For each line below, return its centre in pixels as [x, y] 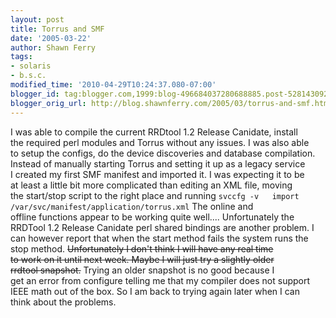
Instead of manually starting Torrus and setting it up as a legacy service [158, 163]
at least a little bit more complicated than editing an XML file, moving [151, 185]
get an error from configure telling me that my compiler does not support [160, 280]
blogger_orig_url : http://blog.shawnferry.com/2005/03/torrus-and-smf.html [171, 103]
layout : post [37, 19]
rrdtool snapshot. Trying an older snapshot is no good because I [142, 270]
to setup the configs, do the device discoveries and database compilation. [163, 153]
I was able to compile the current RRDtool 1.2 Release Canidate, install [154, 132]
